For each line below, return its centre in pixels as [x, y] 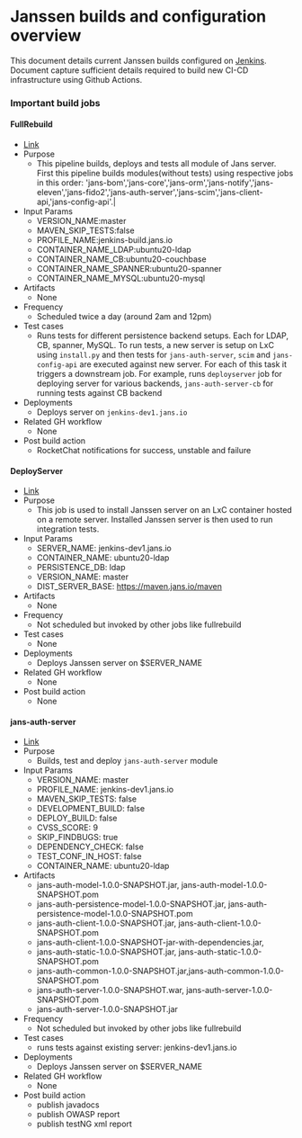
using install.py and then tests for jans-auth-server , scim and [153, 355]
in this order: [60, 183]
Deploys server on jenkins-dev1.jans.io [112, 412]
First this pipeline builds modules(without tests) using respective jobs [165, 174]
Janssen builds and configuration [138, 17]
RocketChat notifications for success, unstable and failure [144, 451]
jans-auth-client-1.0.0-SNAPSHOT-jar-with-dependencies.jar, [150, 943]
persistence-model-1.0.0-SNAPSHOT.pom [115, 914]
